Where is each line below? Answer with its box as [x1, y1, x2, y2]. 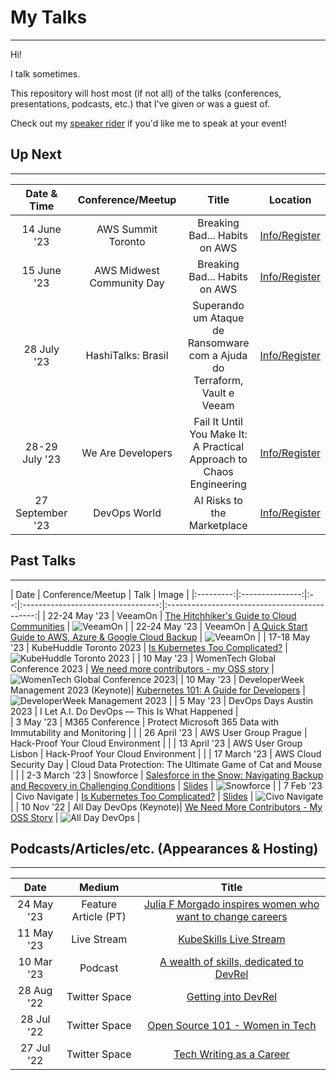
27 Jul [19, 1041, 51, 1055]
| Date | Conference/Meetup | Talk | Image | [10, 588, 190, 600]
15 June [21, 263, 62, 277]
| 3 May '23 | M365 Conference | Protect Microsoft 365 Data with [10, 716, 280, 728]
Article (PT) [71, 910, 127, 924]
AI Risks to [193, 493, 243, 507]
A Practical [193, 439, 245, 453]
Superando [192, 298, 245, 312]
